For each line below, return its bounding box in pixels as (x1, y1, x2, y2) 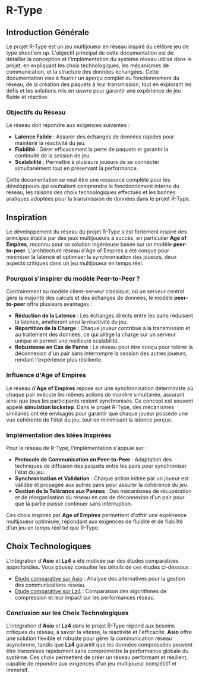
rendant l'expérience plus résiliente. (14, 356, 103, 363)
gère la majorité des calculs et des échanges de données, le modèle (6, 294, 173, 302)
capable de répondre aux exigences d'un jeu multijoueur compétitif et (6, 660, 177, 667)
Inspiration (6, 212, 48, 223)
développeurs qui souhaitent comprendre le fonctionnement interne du (6, 182, 179, 190)
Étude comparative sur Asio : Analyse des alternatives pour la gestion (14, 575, 185, 582)
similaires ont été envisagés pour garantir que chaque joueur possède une (6, 410, 188, 417)
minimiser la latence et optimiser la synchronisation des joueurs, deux (6, 254, 177, 261)
